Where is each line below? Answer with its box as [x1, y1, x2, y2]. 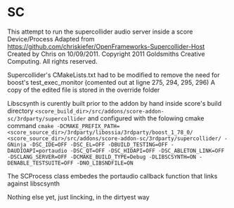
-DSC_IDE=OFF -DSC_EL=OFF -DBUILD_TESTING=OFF [29, 141, 169, 148]
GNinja [7, 141, 27, 148]
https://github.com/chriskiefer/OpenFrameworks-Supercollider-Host [7, 42, 205, 50]
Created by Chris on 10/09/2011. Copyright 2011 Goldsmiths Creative [7, 50, 205, 58]
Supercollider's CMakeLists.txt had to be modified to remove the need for [7, 71, 220, 79]
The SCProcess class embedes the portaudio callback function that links [7, 172, 218, 180]
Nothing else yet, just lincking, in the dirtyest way [7, 193, 150, 201]
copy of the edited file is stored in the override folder [7, 85, 160, 94]
